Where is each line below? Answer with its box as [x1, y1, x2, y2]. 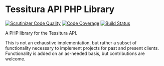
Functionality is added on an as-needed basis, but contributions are [5, 50, 145, 56]
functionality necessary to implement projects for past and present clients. [5, 45, 159, 51]
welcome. [5, 55, 26, 61]
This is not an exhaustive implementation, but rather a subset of [5, 39, 137, 46]
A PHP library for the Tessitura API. [5, 30, 78, 36]
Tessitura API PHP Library [5, 4, 115, 15]
